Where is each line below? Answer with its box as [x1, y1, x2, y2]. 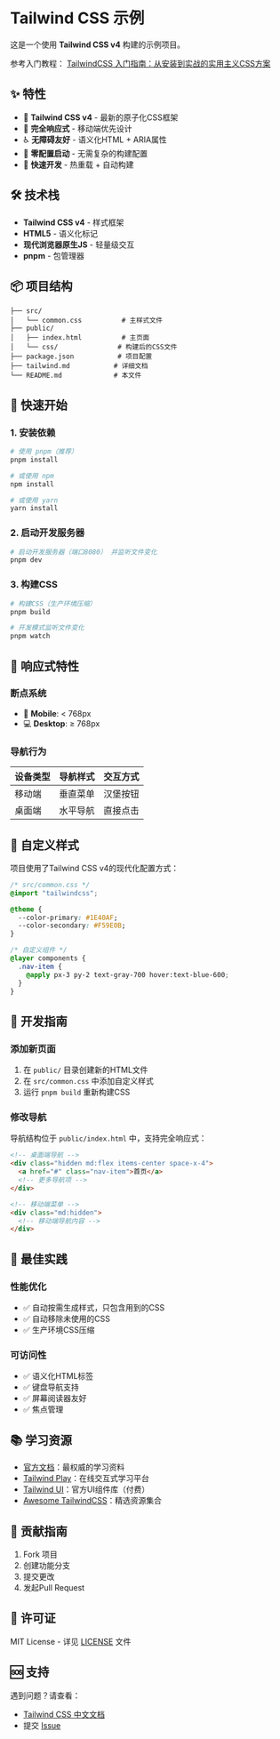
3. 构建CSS [10, 579, 59, 591]
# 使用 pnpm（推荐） [10, 447, 78, 456]
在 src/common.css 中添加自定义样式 [22, 1076, 154, 1086]
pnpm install [10, 455, 59, 464]
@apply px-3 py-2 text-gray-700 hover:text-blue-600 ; [26, 970, 229, 979]
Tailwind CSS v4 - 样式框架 [22, 217, 124, 228]
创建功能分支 [22, 1559, 70, 1570]
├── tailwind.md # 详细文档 [10, 362, 149, 371]
